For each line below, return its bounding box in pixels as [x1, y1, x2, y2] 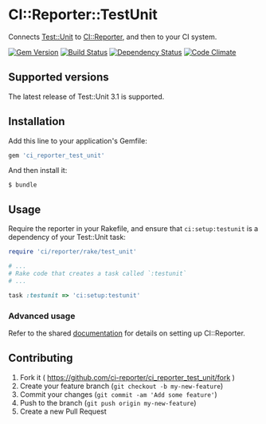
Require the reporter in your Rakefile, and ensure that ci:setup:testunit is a [8, 224, 259, 234]
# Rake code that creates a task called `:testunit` [8, 269, 187, 277]
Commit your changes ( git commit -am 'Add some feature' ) [19, 389, 217, 399]
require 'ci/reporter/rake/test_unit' [8, 248, 137, 256]
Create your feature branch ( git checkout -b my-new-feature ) [19, 381, 224, 391]
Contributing [8, 351, 73, 365]
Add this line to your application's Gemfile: [8, 135, 147, 145]
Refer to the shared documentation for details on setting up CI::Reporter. [8, 328, 245, 338]
